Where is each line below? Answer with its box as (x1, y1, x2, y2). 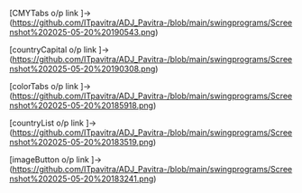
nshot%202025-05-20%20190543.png (9, 27, 156, 37)
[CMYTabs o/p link (9, 8, 79, 18)
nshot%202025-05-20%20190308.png (9, 63, 156, 74)
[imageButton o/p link (9, 154, 90, 165)
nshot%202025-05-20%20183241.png (9, 173, 154, 184)
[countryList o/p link (9, 117, 84, 128)
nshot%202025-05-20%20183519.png (9, 137, 154, 147)
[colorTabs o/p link (9, 81, 79, 91)
